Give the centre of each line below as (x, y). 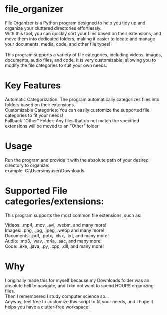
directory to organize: (27, 165)
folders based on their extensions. (40, 105)
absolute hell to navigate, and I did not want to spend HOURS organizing (79, 285)
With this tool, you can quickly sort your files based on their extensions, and (83, 33)
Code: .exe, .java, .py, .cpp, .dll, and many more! (54, 246)
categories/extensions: (55, 201)
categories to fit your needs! (34, 115)
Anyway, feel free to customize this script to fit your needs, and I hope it (79, 301)
